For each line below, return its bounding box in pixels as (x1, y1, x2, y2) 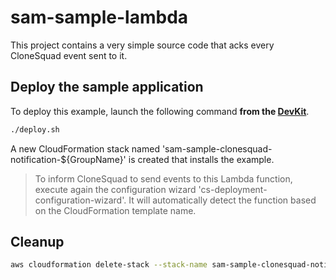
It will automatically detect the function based (128, 194, 317, 206)
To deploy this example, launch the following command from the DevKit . (10, 105, 310, 117)
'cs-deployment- (198, 183, 268, 195)
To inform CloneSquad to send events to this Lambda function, (34, 172, 293, 185)
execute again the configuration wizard (34, 183, 197, 195)
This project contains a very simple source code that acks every (10, 39, 275, 51)
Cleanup (10, 234, 65, 251)
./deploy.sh (10, 124, 60, 135)
